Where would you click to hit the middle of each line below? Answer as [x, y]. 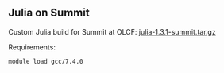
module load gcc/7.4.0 [46, 61]
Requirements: [32, 47]
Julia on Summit [49, 13]
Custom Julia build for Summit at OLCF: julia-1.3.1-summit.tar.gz [112, 31]
